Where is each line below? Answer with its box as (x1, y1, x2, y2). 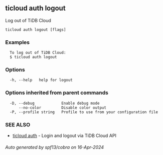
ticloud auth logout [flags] (5, 27, 66, 32)
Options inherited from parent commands (5, 89, 109, 96)
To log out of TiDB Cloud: (10, 50, 66, 55)
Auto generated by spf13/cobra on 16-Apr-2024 (5, 144, 104, 150)
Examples (5, 39, 30, 46)
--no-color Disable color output (18, 105, 107, 110)
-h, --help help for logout (10, 77, 73, 83)
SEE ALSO (5, 121, 31, 128)
